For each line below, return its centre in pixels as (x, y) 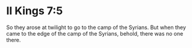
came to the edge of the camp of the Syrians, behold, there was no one (95, 33)
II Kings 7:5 (35, 11)
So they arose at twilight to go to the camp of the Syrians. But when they (96, 27)
